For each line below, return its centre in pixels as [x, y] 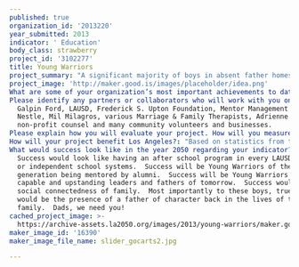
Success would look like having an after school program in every [143, 158]
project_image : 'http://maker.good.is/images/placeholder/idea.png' [139, 84]
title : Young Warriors [51, 68]
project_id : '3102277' [51, 59]
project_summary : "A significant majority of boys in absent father [139, 76]
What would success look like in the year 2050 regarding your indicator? [151, 150]
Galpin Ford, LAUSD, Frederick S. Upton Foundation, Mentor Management [153, 109]
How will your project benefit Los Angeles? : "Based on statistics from [147, 142]
